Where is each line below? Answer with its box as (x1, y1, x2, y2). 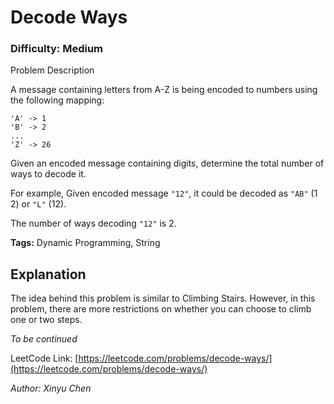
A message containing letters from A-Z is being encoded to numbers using (10, 84, 318, 96)
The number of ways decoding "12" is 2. (10, 217, 177, 230)
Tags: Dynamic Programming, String (10, 237, 161, 249)
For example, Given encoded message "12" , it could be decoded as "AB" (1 (10, 187, 318, 200)
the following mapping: (10, 94, 105, 106)
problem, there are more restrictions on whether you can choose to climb (10, 303, 312, 315)
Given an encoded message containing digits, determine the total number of (10, 157, 325, 170)
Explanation (10, 266, 87, 283)
